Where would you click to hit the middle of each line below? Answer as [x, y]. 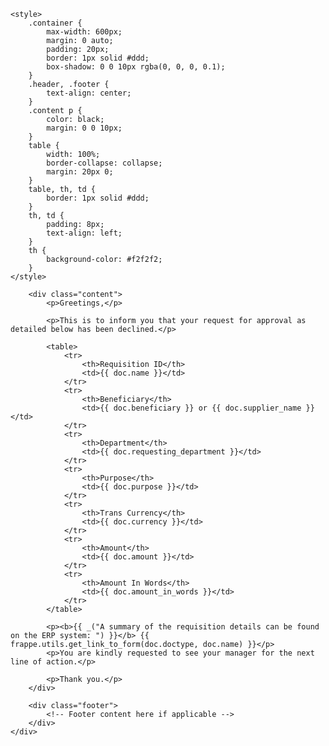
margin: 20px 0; [80, 172]
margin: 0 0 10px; [84, 128]
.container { [55, 23]
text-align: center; [89, 93]
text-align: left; [84, 233]
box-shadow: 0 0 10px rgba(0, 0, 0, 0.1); [136, 67]
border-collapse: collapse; [104, 163]
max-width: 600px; [84, 32]
